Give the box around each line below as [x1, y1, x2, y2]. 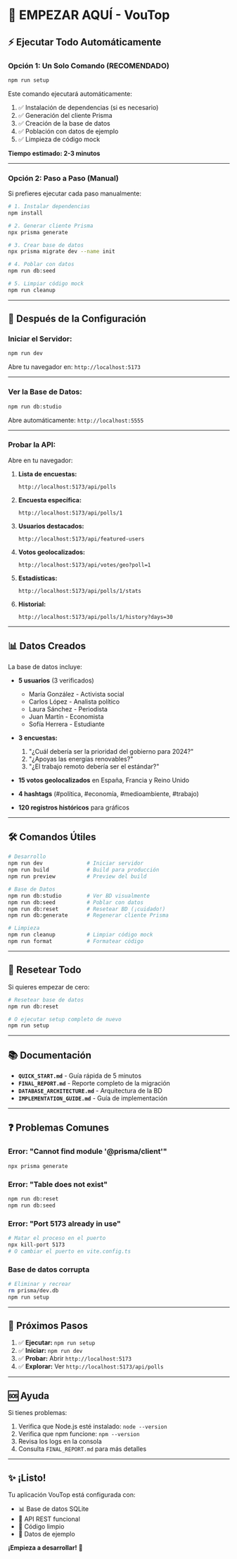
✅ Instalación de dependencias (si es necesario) [18, 103, 159, 112]
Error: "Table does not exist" [8, 1179, 108, 1189]
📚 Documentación [8, 1049, 92, 1061]
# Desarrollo [8, 853, 46, 860]
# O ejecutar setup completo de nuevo [8, 1016, 122, 1023]
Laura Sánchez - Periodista [28, 704, 108, 713]
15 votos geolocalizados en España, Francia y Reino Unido [18, 776, 190, 784]
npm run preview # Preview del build [8, 873, 147, 880]
